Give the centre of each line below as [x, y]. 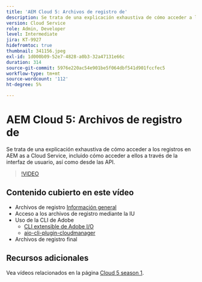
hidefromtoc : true [29, 46]
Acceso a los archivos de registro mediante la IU [75, 213]
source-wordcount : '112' [37, 79]
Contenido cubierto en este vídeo [70, 193]
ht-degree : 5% [24, 85]
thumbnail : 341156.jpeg [36, 51]
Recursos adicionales [47, 258]
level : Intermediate [32, 34]
